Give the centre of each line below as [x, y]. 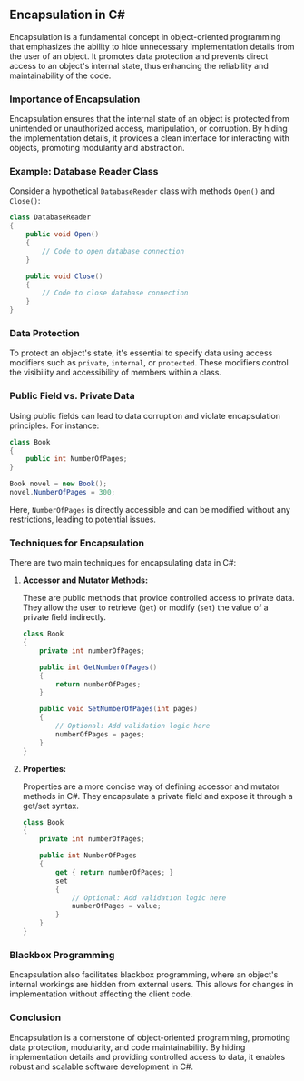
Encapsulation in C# [67, 15]
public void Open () [63, 235]
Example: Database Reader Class [84, 172]
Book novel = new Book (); [58, 484]
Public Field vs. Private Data [72, 396]
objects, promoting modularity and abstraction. [97, 148]
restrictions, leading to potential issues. [83, 519]
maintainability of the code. [60, 75]
